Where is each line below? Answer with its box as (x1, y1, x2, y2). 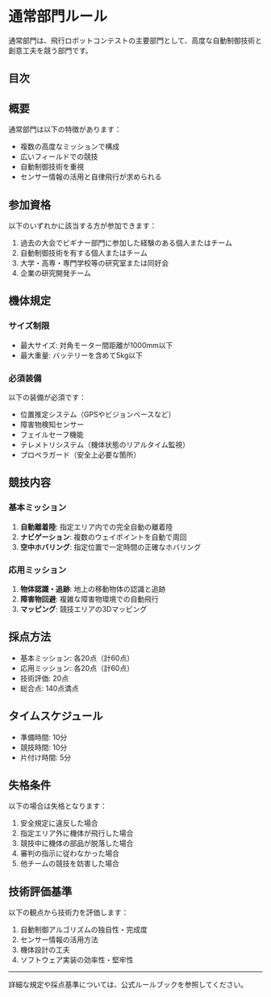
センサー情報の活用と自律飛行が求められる (19, 172, 162, 182)
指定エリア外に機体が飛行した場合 (19, 828, 134, 838)
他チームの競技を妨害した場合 (19, 859, 119, 869)
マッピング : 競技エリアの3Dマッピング (19, 604, 148, 614)
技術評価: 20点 (19, 673, 69, 683)
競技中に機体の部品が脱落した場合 (19, 839, 134, 848)
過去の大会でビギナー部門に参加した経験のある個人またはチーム (19, 237, 232, 247)
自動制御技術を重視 (19, 162, 85, 172)
